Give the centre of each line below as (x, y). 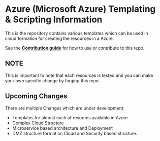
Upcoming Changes (36, 96)
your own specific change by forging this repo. (52, 80)
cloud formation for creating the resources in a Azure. (60, 38)
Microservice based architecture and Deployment (63, 128)
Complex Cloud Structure (38, 123)
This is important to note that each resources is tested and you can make (79, 75)
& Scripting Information (54, 19)
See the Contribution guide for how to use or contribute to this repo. (75, 48)
